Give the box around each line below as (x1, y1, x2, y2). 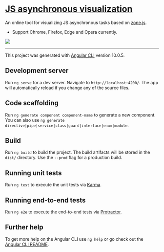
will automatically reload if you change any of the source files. (5, 85, 130, 91)
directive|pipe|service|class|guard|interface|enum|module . (5, 122, 129, 128)
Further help (5, 223, 44, 231)
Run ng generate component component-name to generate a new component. (5, 112, 156, 118)
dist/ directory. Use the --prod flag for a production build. (5, 155, 122, 160)
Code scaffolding (5, 99, 59, 107)
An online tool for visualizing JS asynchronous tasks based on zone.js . (5, 20, 147, 25)
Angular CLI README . (5, 241, 49, 247)
